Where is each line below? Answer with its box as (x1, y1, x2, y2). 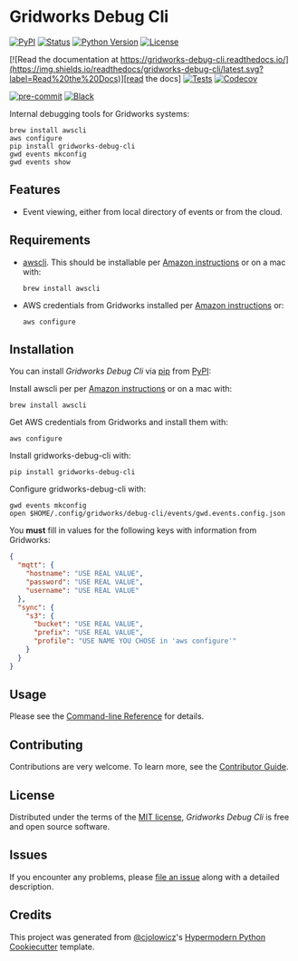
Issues (9, 848, 48, 863)
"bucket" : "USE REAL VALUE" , (33, 619, 144, 629)
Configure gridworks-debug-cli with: (9, 483, 147, 495)
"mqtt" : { (17, 560, 54, 570)
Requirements (9, 233, 91, 248)
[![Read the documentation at (9, 53, 120, 64)
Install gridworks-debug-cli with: (9, 451, 131, 461)
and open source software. (9, 821, 111, 832)
